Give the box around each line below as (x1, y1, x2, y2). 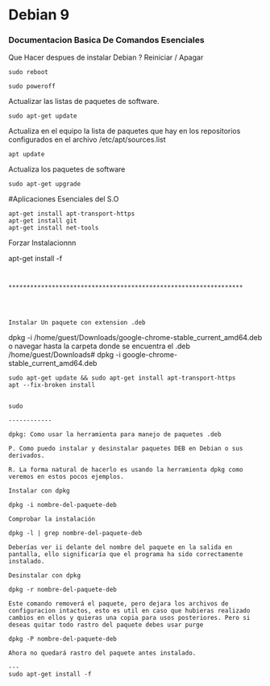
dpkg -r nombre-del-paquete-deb (8, 586, 117, 594)
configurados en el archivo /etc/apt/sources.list (8, 135, 167, 144)
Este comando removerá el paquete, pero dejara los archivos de (8, 600, 229, 608)
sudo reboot (8, 69, 48, 77)
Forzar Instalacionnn (8, 238, 77, 247)
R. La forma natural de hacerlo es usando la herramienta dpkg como (8, 466, 243, 474)
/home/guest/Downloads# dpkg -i (8, 350, 121, 360)
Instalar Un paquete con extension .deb (8, 318, 147, 327)
